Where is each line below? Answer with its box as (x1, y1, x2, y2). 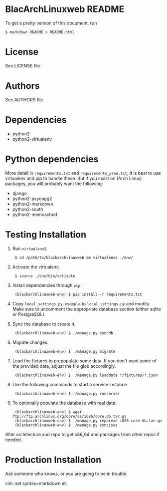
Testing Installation (5, 229, 86, 240)
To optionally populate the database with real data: (12, 400, 117, 406)
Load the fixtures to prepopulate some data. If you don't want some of (12, 358, 157, 364)
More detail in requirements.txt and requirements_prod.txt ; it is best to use (5, 170, 161, 176)
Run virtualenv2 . (12, 245, 48, 251)
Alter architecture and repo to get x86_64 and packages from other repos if (5, 431, 160, 437)
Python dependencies (5, 153, 99, 165)
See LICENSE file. (5, 62, 41, 68)
